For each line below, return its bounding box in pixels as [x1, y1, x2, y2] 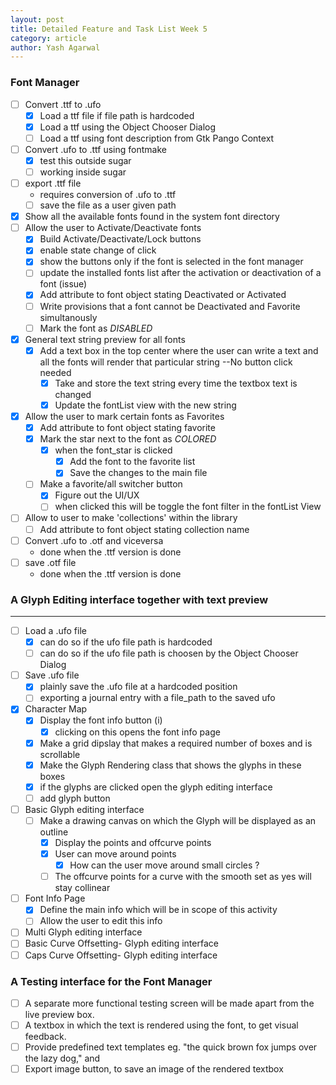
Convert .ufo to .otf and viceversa [24, 534, 164, 546]
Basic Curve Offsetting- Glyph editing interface [24, 937, 219, 950]
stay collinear [54, 882, 111, 894]
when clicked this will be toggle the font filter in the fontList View [54, 501, 322, 513]
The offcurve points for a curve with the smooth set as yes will [54, 871, 312, 883]
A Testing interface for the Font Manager [10, 974, 213, 988]
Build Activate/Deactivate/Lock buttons [39, 233, 202, 245]
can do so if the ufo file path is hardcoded [39, 636, 213, 648]
